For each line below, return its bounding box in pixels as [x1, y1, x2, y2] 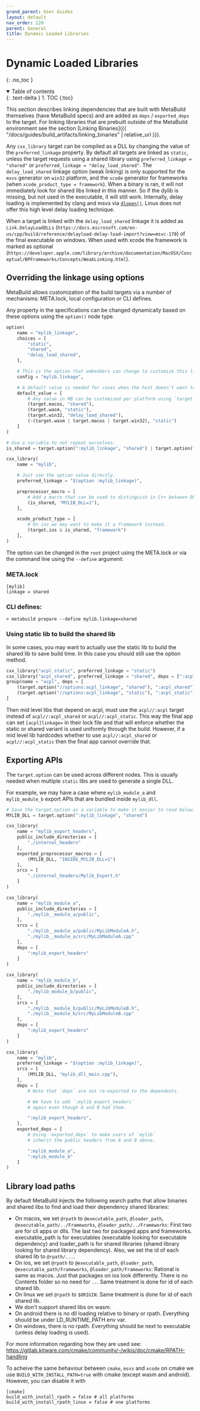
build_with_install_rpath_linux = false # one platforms [6, 1399, 151, 1406]
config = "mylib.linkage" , [17, 374, 84, 380]
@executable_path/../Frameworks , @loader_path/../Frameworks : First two [14, 1221, 192, 1229]
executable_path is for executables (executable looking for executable [14, 1234, 187, 1241]
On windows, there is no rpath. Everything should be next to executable [14, 1323, 190, 1330]
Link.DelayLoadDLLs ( [6, 224, 58, 231]
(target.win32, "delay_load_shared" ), [27, 413, 124, 418]
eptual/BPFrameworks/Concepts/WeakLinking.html [6, 257, 127, 263]
